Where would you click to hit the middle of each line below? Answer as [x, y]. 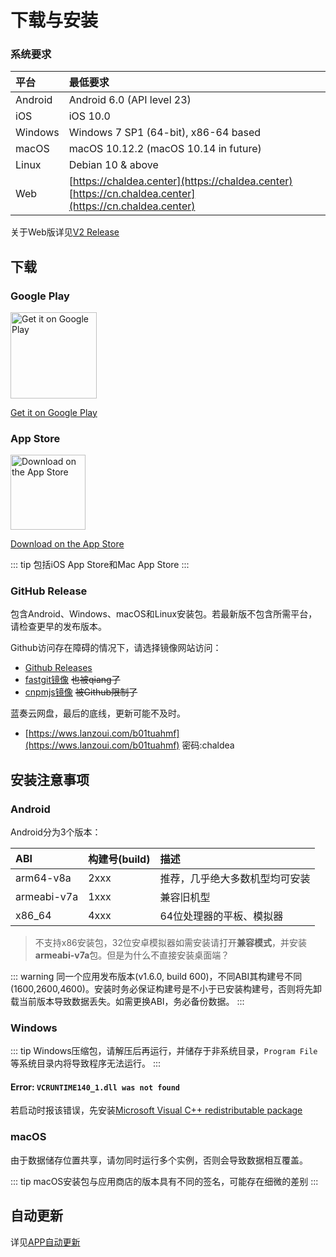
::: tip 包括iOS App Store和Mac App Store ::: [100, 564]
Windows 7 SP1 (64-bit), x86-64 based [165, 133]
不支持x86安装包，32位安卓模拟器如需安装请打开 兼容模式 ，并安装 [170, 942]
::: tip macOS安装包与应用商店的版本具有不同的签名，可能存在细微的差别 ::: [164, 1181]
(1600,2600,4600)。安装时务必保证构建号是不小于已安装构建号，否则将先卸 [166, 988]
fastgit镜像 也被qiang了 [72, 680]
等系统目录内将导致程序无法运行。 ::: [86, 1063]
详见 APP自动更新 [45, 1242]
